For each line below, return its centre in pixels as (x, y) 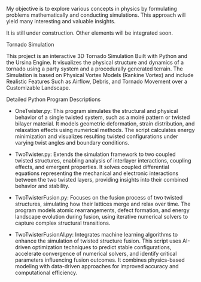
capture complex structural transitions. (63, 223)
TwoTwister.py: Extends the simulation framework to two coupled (95, 154)
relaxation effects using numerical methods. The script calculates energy (105, 130)
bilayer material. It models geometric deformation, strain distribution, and (105, 124)
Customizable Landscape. (38, 88)
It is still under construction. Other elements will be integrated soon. (90, 33)
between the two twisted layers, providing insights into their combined (101, 180)
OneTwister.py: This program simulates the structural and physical (96, 111)
